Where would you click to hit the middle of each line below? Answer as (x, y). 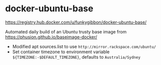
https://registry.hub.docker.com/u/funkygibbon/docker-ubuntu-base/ (76, 22)
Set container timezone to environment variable (61, 52)
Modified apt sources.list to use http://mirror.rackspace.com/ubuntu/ (84, 46)
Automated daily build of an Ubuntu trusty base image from (66, 32)
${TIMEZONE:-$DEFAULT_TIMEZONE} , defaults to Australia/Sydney (76, 57)
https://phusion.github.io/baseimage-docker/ (51, 37)
